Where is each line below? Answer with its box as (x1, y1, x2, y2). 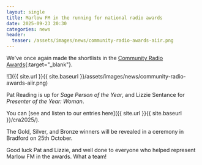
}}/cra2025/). (6, 116, 40, 123)
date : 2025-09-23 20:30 (6, 20, 67, 26)
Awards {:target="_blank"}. (6, 61, 73, 68)
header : (6, 32, 26, 38)
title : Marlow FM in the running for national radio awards (6, 15, 163, 21)
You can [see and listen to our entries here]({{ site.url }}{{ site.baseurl (6, 110, 182, 117)
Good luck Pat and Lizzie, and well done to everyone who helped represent (6, 147, 196, 153)
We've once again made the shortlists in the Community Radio (6, 55, 163, 61)
